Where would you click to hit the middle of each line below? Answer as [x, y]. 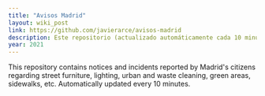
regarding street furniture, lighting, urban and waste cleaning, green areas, [129, 76]
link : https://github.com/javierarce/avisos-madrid [95, 30]
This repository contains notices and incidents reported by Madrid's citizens [132, 67]
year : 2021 [26, 45]
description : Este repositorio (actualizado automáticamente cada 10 [125, 37]
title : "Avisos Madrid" [47, 15]
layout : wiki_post [38, 23]
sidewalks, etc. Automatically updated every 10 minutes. [99, 84]
